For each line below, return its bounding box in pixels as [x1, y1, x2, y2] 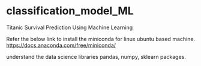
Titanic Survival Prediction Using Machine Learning [6, 24, 133, 31]
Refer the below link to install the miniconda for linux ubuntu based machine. [6, 35, 196, 42]
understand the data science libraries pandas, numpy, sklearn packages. [6, 53, 186, 60]
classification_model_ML [6, 4, 134, 18]
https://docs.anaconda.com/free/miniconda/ [6, 42, 116, 49]
